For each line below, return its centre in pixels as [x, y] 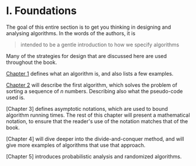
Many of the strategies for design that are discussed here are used [87, 56]
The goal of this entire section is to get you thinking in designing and [89, 27]
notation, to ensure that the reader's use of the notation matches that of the [97, 121]
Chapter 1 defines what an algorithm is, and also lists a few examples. [90, 73]
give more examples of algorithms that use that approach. [76, 145]
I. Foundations [42, 11]
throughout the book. [32, 62]
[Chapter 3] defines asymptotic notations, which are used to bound [87, 109]
